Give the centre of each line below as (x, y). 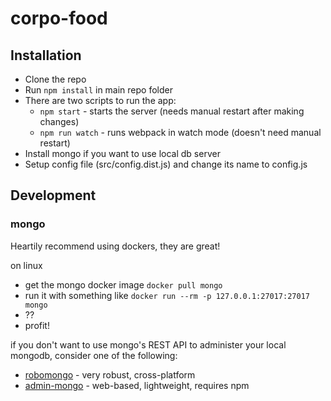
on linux (26, 265)
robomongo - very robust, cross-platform (110, 374)
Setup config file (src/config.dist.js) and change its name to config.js (166, 164)
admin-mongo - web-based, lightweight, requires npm (137, 385)
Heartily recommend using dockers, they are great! (115, 246)
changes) (59, 121)
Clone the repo (55, 79)
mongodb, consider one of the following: (94, 355)
